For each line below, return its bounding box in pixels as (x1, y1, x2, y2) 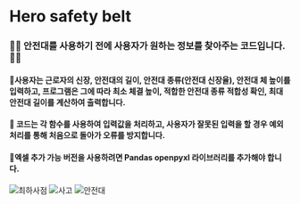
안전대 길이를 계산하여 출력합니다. (9, 96, 126, 108)
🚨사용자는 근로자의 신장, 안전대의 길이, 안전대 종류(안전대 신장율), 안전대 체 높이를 (9, 74, 291, 86)
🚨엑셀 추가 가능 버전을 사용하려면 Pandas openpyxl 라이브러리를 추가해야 (9, 151, 266, 162)
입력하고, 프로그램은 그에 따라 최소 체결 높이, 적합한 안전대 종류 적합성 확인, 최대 (9, 86, 284, 96)
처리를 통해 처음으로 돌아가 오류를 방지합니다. (9, 130, 165, 141)
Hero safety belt (9, 6, 132, 27)
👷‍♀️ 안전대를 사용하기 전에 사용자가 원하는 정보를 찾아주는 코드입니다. (9, 40, 286, 53)
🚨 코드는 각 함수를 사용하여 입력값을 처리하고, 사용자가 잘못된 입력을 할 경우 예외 (9, 118, 284, 130)
